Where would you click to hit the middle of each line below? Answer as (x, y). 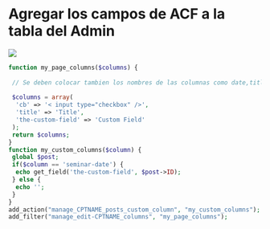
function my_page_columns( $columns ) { (73, 67)
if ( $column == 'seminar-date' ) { (68, 165)
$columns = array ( (43, 97)
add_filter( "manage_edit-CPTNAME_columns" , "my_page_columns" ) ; (118, 217)
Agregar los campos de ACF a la (117, 14)
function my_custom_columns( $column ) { (75, 149)
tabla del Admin (61, 31)
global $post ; (35, 157)
